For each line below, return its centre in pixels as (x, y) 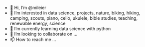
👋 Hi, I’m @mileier (28, 8)
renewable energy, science (38, 23)
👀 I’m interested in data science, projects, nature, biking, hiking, (75, 13)
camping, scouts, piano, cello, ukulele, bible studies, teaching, (74, 18)
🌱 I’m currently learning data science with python (60, 29)
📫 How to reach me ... (33, 39)
